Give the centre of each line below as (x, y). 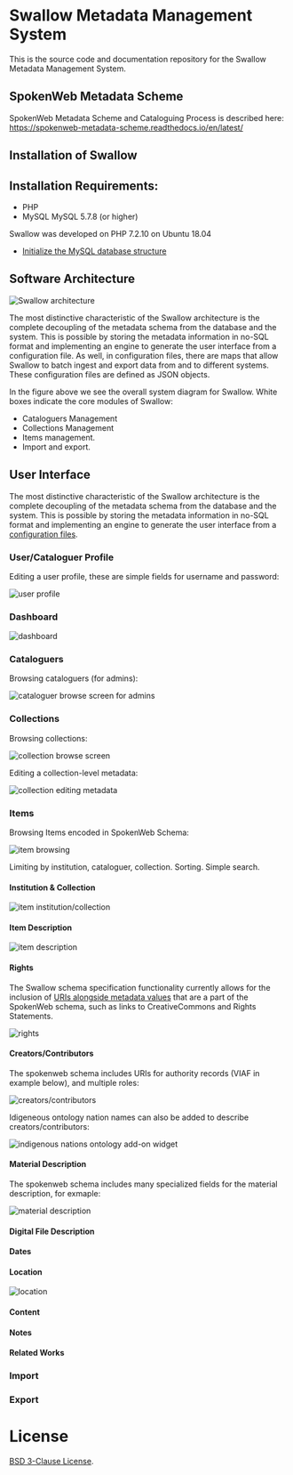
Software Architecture (72, 279)
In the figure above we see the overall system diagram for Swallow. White (143, 392)
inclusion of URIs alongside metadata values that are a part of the (129, 997)
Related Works (37, 1353)
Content (24, 1312)
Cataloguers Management (70, 418)
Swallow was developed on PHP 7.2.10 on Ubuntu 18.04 (110, 233)
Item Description (41, 928)
